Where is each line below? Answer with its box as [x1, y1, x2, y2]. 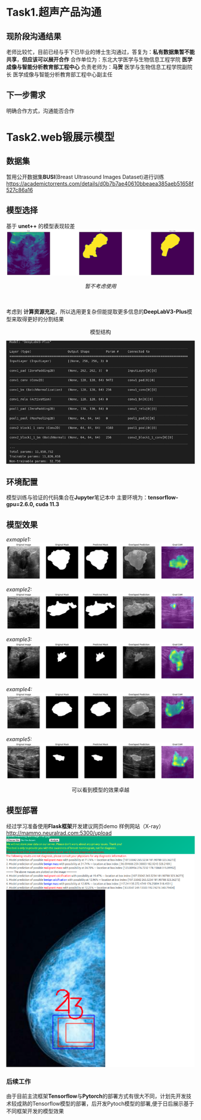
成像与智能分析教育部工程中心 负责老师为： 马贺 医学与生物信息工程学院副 [6, 64, 187, 70]
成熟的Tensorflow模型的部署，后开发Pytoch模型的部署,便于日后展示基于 [16, 1100, 194, 1107]
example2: [6, 586, 32, 593]
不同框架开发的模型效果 [6, 1107, 64, 1115]
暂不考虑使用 [84, 282, 117, 289]
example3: [6, 636, 32, 643]
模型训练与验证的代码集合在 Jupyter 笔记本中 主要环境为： [6, 494, 148, 501]
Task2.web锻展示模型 [6, 130, 115, 144]
